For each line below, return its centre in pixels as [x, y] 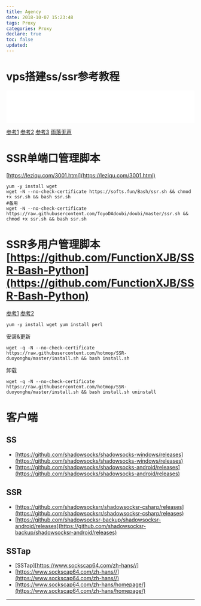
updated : [17, 46]
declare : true [24, 34]
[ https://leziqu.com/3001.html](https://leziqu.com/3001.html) [81, 175]
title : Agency [24, 12]
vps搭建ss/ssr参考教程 [63, 77]
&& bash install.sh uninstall [119, 392]
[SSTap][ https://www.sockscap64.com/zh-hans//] [77, 566]
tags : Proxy [21, 23]
